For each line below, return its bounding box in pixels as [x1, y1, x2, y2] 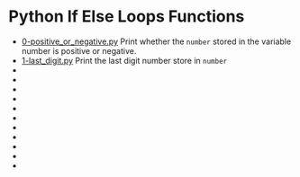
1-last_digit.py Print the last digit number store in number [21, 55, 227, 66]
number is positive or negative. [21, 45, 137, 56]
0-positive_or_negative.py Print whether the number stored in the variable [21, 36, 292, 47]
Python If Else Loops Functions [8, 6, 245, 27]
